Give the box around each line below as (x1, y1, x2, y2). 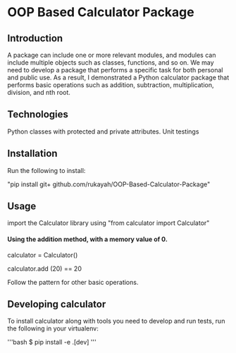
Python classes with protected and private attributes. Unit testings (7, 127, 199, 136)
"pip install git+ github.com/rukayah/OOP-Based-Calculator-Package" (7, 180, 211, 188)
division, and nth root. (7, 89, 70, 96)
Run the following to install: (7, 166, 86, 174)
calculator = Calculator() (7, 250, 78, 259)
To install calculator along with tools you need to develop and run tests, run (7, 317, 225, 326)
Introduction (7, 32, 63, 44)
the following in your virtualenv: (7, 324, 99, 333)
